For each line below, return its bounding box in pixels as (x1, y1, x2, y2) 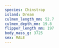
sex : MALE (4, 35, 25, 40)
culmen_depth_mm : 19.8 (4, 21, 52, 26)
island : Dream (4, 12, 34, 17)
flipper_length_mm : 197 (4, 26, 54, 31)
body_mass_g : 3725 (4, 30, 43, 35)
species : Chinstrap (4, 7, 45, 12)
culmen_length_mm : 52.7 (4, 16, 54, 21)
